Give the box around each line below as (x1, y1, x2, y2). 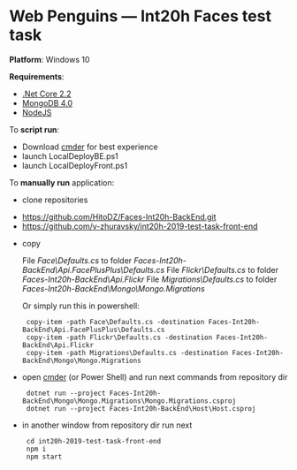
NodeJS (21, 107, 52, 117)
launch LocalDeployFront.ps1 (21, 160, 128, 171)
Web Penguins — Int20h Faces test (9, 6, 272, 27)
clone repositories (21, 194, 88, 205)
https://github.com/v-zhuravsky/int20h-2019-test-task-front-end (21, 221, 258, 231)
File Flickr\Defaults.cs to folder (166, 264, 279, 275)
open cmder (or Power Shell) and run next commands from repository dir (21, 371, 288, 382)
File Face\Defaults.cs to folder (21, 254, 133, 266)
